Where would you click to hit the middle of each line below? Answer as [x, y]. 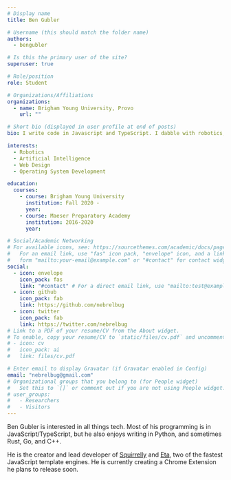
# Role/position [30, 76]
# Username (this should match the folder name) [78, 32]
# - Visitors [29, 407]
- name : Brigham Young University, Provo [74, 108]
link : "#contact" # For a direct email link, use [92, 286]
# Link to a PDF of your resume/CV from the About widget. [93, 331]
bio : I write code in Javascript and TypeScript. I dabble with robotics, [117, 134]
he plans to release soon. [43, 469]
